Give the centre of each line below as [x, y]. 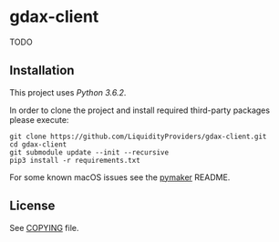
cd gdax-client [38, 144]
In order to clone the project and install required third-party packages [140, 110]
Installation [42, 71]
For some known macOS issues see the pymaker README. [120, 177]
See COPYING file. [44, 227]
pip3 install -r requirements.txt [75, 160]
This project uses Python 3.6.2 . [68, 92]
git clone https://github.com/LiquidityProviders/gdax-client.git [138, 136]
